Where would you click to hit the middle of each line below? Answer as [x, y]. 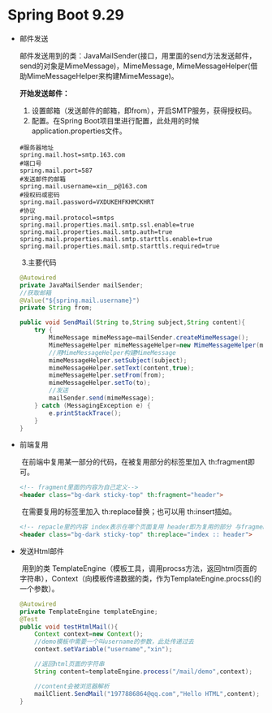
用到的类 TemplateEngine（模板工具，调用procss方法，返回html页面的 [139, 568]
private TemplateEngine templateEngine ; [89, 611]
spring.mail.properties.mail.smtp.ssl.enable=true [107, 225]
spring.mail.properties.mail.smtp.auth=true [96, 232]
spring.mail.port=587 [56, 171]
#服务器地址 [37, 148]
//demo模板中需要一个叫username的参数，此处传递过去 [114, 642]
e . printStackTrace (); [86, 413]
